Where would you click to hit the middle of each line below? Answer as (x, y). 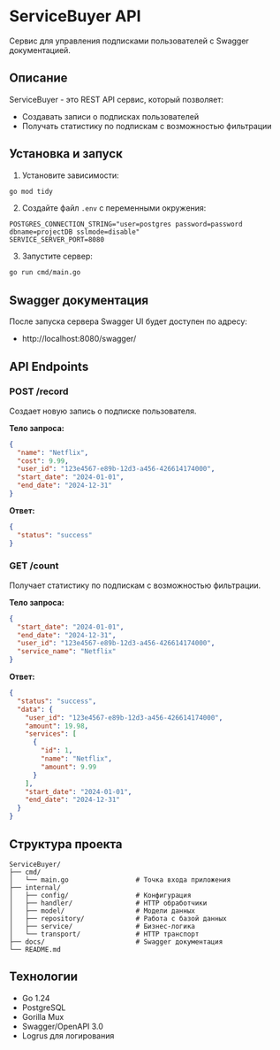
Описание (38, 78)
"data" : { (35, 709)
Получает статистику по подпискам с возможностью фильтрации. (135, 585)
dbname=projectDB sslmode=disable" (75, 232)
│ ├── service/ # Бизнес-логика (102, 926)
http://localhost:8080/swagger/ (79, 339)
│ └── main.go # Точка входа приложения (120, 880)
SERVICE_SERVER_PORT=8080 (57, 240)
